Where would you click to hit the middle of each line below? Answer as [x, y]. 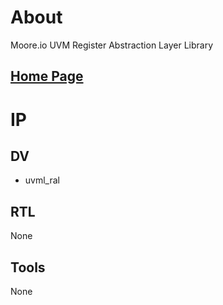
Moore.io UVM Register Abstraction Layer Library [112, 45]
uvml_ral [42, 180]
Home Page [47, 76]
